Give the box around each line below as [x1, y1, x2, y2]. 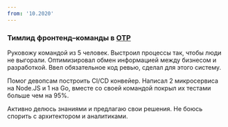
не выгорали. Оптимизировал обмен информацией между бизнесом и [7, 56, 217, 64]
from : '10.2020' [7, 10, 54, 17]
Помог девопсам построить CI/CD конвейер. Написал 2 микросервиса [7, 77, 218, 85]
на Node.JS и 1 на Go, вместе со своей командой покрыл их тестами [7, 84, 211, 92]
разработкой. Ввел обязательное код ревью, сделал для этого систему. [7, 63, 222, 71]
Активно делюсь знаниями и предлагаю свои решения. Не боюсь [7, 104, 203, 113]
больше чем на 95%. [7, 91, 69, 99]
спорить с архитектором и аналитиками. [7, 112, 128, 120]
